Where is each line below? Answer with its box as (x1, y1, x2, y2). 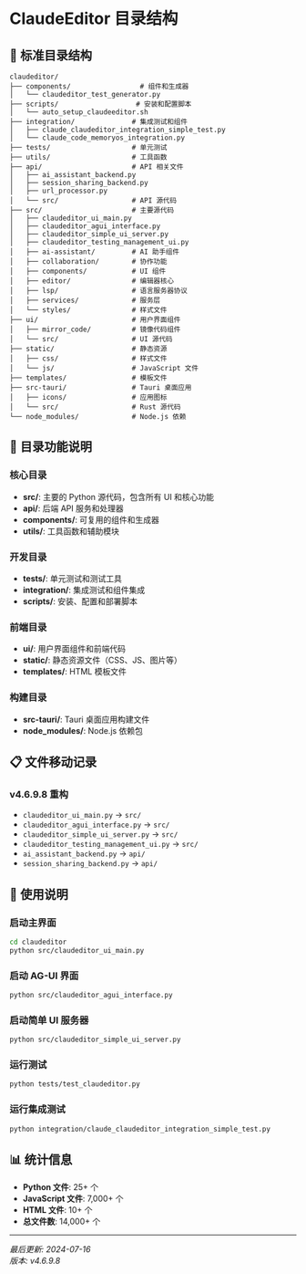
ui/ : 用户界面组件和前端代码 (22, 643, 126, 654)
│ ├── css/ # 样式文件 (9, 354, 168, 363)
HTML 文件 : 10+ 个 (22, 1205, 93, 1216)
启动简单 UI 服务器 (9, 1014, 89, 1027)
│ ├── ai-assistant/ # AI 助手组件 (9, 247, 180, 256)
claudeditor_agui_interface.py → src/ (22, 819, 170, 830)
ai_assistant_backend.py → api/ (22, 848, 146, 859)
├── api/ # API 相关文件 (9, 162, 184, 172)
